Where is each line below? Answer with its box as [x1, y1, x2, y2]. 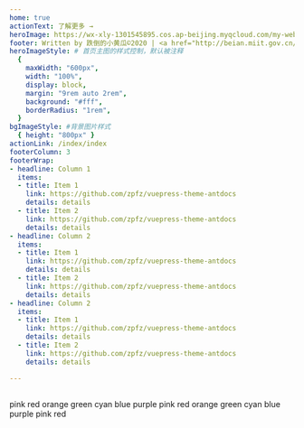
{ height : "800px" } [17, 131, 95, 140]
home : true [9, 13, 51, 23]
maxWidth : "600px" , [25, 64, 100, 73]
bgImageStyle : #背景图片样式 [9, 123, 111, 132]
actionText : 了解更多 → [9, 22, 93, 31]
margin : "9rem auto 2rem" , [25, 88, 128, 98]
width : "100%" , [25, 72, 83, 81]
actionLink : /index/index [9, 139, 107, 148]
